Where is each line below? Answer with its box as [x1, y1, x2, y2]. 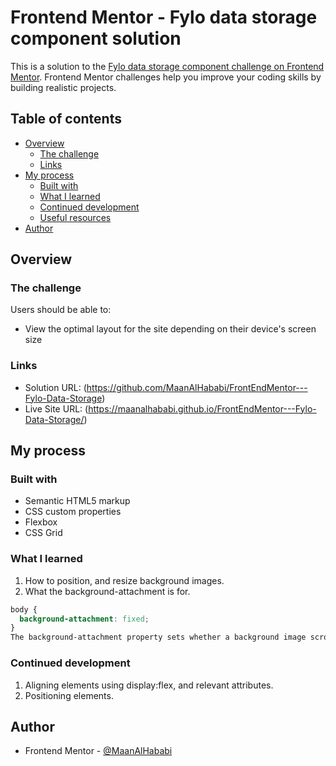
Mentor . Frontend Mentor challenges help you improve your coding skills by [10, 71, 322, 83]
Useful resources [39, 211, 112, 223]
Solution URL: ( [24, 381, 87, 393]
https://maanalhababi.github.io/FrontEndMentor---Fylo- [88, 402, 317, 415]
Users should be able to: [10, 304, 112, 316]
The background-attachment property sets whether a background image [10, 632, 307, 643]
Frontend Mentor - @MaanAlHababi [24, 745, 173, 757]
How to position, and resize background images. [24, 574, 225, 586]
